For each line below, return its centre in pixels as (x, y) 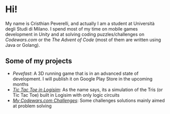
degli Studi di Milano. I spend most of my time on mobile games (72, 28)
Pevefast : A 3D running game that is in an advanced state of (75, 73)
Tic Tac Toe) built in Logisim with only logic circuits (66, 95)
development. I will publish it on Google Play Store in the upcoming (82, 79)
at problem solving (32, 106)
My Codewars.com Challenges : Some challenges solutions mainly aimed (89, 100)
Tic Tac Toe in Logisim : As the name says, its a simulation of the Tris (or (88, 90)
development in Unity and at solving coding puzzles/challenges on (75, 34)
